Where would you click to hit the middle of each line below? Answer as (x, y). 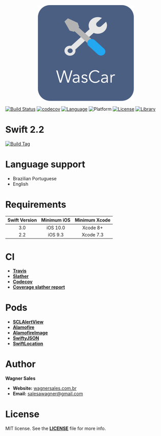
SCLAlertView (28, 322)
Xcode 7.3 (93, 234)
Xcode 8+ (93, 228)
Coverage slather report (39, 287)
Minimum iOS (56, 220)
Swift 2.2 (25, 130)
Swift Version (22, 220)
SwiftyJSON (26, 338)
